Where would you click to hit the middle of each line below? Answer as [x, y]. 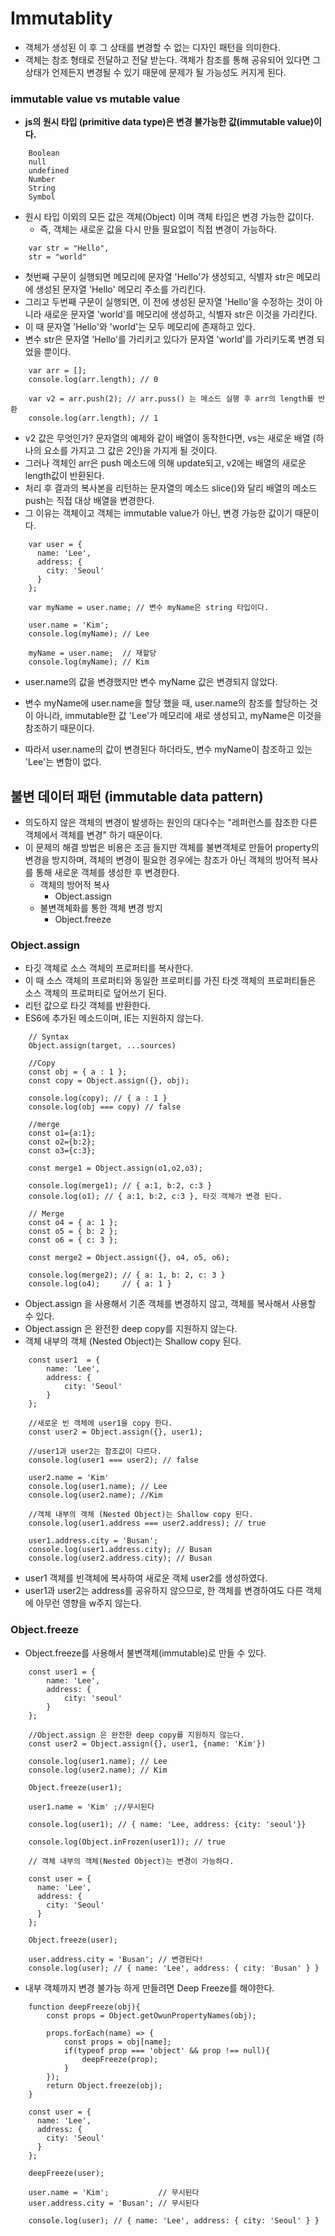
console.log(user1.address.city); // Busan [120, 1550]
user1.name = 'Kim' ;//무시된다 [91, 1807]
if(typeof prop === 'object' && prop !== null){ [167, 2050]
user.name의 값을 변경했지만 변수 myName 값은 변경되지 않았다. [151, 682]
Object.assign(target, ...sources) [102, 1046]
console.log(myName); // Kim [89, 662]
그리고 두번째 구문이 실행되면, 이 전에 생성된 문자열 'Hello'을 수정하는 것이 [168, 302]
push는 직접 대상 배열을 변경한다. [89, 501]
